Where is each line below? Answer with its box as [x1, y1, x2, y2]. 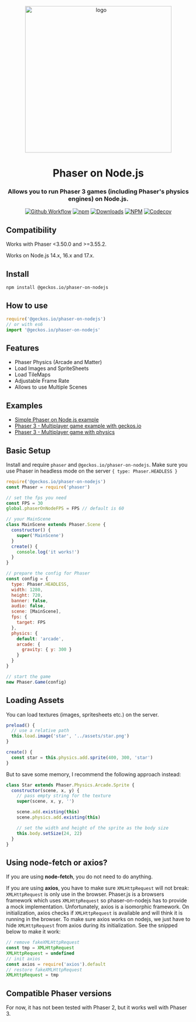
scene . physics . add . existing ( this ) [16, 814, 101, 820]
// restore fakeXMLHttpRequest [6, 967, 82, 973]
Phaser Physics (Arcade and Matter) [14, 359, 102, 366]
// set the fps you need [6, 495, 67, 501]
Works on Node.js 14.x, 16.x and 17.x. [6, 252, 95, 259]
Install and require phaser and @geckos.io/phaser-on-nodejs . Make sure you [6, 461, 188, 468]
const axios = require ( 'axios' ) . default [6, 961, 106, 967]
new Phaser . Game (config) [6, 679, 67, 685]
